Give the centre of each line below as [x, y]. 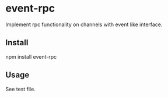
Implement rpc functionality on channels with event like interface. [84, 24]
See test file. [20, 89]
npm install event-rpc [31, 56]
